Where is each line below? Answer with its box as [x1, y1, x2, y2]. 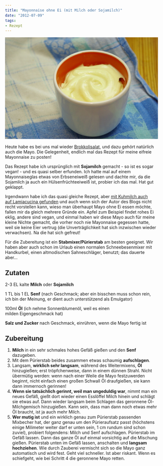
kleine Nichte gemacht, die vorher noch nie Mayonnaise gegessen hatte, [5, 219, 150, 225]
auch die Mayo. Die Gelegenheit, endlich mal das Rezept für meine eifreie [5, 149, 152, 155]
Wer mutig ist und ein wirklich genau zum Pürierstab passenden [12, 414, 142, 420]
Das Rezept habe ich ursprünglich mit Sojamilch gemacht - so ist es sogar [5, 164, 154, 169]
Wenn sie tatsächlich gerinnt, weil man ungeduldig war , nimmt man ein [12, 388, 158, 394]
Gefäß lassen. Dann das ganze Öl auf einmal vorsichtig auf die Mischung [12, 434, 158, 440]
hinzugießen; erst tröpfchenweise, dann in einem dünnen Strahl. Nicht [12, 367, 152, 373]
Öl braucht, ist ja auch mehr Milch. [12, 409, 81, 415]
